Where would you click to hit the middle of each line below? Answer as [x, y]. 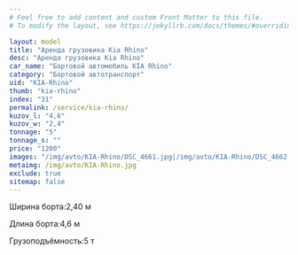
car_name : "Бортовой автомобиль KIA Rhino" [91, 66]
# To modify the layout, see [63, 26]
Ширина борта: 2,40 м [50, 207]
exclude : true [35, 174]
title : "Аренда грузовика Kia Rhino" [79, 50]
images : [24, 157]
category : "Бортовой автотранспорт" [77, 75]
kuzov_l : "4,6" [37, 116]
